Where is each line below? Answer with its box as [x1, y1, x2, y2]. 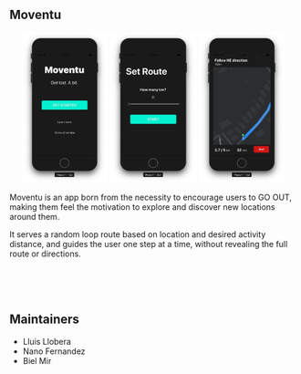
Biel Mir [22, 355, 52, 366]
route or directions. [9, 248, 82, 259]
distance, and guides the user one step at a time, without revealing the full [9, 238, 288, 249]
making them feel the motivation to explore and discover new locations [9, 201, 275, 213]
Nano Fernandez [22, 346, 86, 357]
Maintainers [9, 312, 80, 327]
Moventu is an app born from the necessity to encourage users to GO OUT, [9, 192, 292, 203]
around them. [9, 211, 60, 222]
